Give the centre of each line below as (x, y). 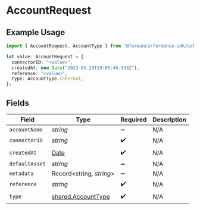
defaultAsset (28, 164)
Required (134, 120)
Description (169, 120)
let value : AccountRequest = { (45, 57)
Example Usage (36, 32)
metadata (21, 173)
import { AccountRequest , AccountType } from (63, 46)
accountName (26, 129)
